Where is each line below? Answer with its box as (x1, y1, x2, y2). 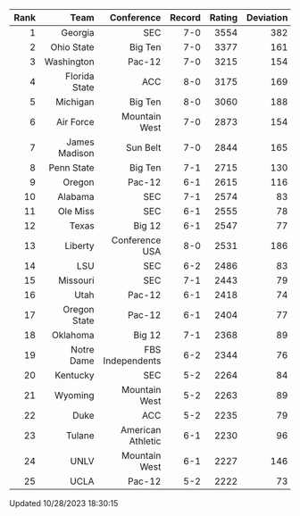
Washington (44, 55, 96, 68)
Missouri (57, 274, 96, 287)
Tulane (65, 429, 96, 441)
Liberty (64, 240, 96, 252)
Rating (209, 12, 238, 23)
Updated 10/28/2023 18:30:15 (9, 498, 119, 508)
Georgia (61, 27, 96, 38)
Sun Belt (126, 142, 162, 154)
